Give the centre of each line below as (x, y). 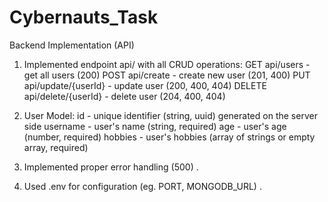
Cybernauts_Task (84, 17)
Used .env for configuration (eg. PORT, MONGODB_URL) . (142, 186)
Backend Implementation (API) (72, 45)
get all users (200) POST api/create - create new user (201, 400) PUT (167, 75)
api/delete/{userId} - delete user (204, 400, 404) (124, 96)
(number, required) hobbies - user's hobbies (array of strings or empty (169, 137)
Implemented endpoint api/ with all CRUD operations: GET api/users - (167, 64)
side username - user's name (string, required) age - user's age (155, 126)
